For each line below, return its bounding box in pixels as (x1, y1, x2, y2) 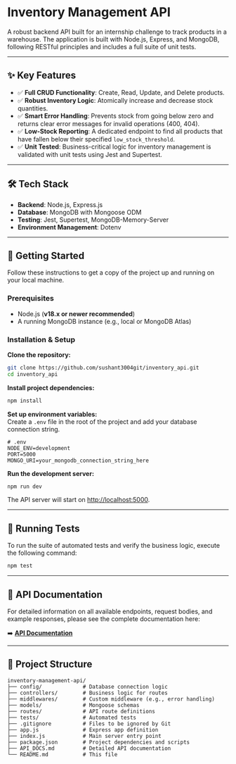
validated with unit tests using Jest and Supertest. (17, 150, 163, 158)
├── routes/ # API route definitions (7, 708, 156, 715)
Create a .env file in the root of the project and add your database (7, 417, 197, 426)
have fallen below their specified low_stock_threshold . (17, 134, 176, 143)
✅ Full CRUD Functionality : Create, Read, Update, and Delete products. (17, 88, 225, 96)
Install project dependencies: (7, 383, 95, 392)
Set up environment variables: (7, 410, 98, 418)
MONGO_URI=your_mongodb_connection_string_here (7, 457, 150, 464)
